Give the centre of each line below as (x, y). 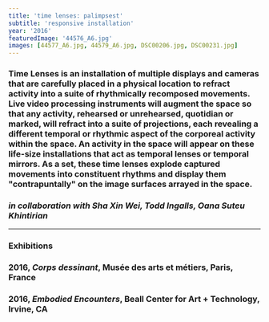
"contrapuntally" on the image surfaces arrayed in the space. (130, 184)
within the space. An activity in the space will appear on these (131, 144)
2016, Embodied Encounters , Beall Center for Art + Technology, (134, 300)
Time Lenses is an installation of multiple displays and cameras (134, 74)
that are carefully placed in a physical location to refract (119, 84)
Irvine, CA (28, 309)
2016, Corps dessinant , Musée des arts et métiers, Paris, (121, 267)
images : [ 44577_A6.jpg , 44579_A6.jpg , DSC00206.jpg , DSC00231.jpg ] (123, 46)
